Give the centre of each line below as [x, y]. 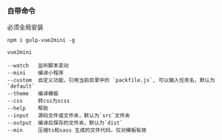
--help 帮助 [28, 108]
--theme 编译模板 [33, 94]
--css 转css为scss [38, 101]
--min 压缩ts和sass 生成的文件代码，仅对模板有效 [77, 130]
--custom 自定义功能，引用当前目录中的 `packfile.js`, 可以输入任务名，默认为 [111, 81]
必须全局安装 [25, 27]
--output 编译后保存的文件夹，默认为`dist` [65, 123]
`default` [21, 87]
